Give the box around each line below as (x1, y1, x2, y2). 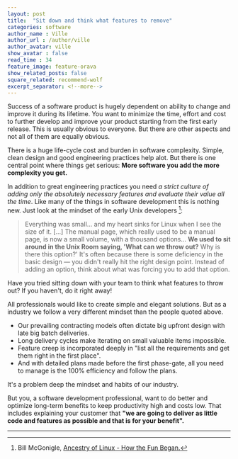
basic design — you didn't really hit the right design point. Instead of (24, 257, 225, 266)
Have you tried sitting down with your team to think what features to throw (7, 278, 225, 287)
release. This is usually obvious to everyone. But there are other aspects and (7, 125, 231, 133)
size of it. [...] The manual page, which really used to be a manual (24, 227, 216, 236)
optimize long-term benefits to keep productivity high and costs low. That (7, 401, 222, 409)
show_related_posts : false (7, 69, 87, 76)
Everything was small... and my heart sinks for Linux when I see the (24, 220, 222, 228)
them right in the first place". (17, 351, 101, 360)
